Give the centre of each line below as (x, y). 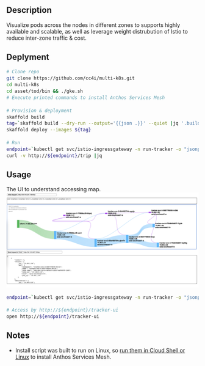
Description (29, 10)
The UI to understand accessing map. (54, 189)
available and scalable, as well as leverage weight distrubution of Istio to (97, 31)
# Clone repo (23, 72)
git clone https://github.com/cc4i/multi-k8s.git (71, 78)
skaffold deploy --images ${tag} (49, 130)
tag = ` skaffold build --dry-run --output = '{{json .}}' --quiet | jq (92, 123)
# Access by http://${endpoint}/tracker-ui (63, 310)
